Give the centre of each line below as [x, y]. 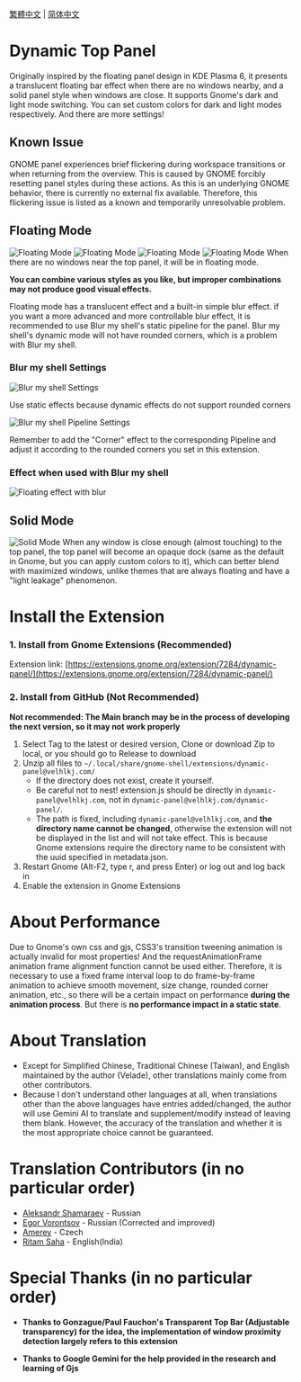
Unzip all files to [52, 763]
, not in [117, 799]
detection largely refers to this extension [100, 1341]
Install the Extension [87, 617]
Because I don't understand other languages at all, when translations [150, 1094]
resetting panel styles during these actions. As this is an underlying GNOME [150, 183]
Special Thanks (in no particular [131, 1278]
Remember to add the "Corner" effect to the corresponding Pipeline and [143, 439]
